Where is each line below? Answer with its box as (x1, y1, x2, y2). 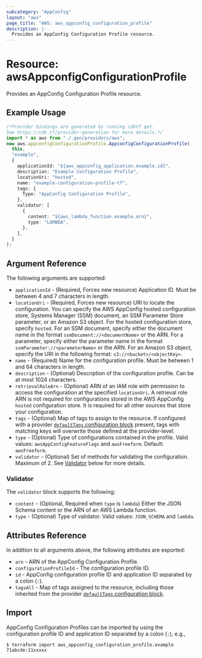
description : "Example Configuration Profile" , (17, 169, 139, 175)
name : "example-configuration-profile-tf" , (17, 179, 128, 186)
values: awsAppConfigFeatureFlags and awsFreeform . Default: (14, 440, 164, 447)
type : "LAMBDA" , (28, 219, 69, 225)
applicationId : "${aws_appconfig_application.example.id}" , (17, 163, 171, 169)
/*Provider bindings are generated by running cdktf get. (6, 123, 155, 130)
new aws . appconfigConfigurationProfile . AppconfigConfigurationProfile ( (6, 140, 190, 147)
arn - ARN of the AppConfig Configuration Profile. (14, 558, 139, 566)
